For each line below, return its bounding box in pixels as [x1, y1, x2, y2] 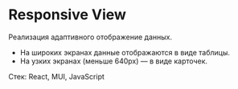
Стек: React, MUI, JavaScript [8, 71, 105, 81]
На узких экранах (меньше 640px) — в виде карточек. [19, 56, 207, 66]
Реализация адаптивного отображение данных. [8, 32, 173, 42]
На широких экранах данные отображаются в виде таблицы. [19, 47, 231, 57]
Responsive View [8, 6, 127, 24]
